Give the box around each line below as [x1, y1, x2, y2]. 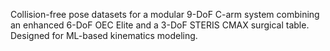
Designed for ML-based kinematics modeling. [10, 30, 198, 41]
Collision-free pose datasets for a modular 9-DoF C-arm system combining [10, 9, 320, 20]
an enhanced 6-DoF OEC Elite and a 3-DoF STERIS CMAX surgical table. [10, 19, 310, 31]
